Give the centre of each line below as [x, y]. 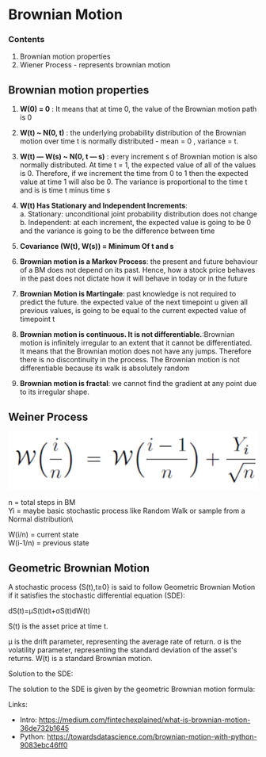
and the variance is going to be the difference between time [117, 231]
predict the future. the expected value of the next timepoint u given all [133, 302]
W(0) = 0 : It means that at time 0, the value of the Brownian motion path [138, 109]
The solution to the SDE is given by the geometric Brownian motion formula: [132, 689]
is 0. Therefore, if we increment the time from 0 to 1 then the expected [134, 174]
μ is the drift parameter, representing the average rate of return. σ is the [125, 642]
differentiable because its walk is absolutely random [104, 368]
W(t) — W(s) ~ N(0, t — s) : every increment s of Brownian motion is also [139, 157]
